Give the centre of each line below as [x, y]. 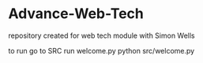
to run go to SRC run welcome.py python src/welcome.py [101, 50]
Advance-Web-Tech [76, 14]
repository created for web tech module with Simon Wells [101, 35]
